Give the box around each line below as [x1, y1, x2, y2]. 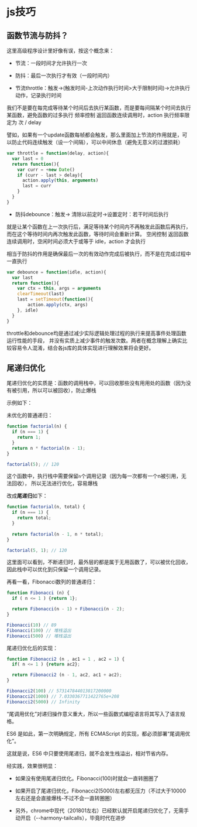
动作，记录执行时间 [15, 92, 62, 98]
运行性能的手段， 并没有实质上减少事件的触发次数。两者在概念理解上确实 [6, 337, 182, 344]
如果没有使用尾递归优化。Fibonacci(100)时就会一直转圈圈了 [15, 774, 159, 782]
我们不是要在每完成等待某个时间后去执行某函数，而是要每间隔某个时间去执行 [6, 104, 191, 111]
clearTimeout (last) [17, 291, 65, 297]
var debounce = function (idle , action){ [6, 269, 107, 275]
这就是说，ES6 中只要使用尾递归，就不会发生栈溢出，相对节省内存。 [6, 750, 172, 757]
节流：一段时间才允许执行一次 [15, 60, 87, 66]
